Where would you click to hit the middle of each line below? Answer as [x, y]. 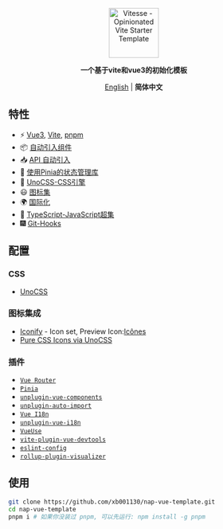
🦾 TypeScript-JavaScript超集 [67, 214]
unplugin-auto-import [55, 406]
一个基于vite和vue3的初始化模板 [133, 70]
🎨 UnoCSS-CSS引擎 [53, 182]
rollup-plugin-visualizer [63, 457]
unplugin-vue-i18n [50, 423]
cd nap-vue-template [43, 509]
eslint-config [43, 449]
